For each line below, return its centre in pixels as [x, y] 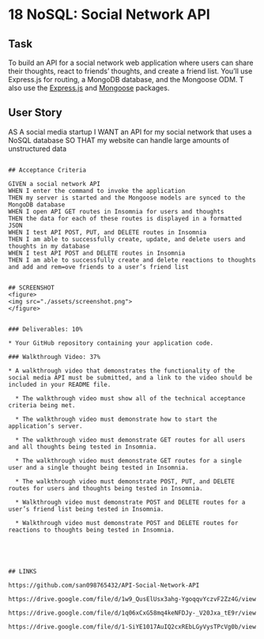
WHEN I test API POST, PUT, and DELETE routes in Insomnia [107, 232]
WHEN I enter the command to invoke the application [97, 191]
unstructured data [38, 149]
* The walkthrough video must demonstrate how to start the [116, 419]
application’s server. [45, 426]
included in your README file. [60, 384]
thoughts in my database [49, 246]
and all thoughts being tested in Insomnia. [83, 447]
